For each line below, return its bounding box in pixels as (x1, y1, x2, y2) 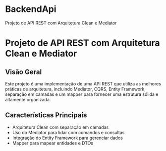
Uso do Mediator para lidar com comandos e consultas (12, 129, 125, 135)
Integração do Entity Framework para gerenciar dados (12, 135, 123, 141)
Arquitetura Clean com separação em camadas (12, 124, 109, 130)
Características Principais (5, 111, 87, 120)
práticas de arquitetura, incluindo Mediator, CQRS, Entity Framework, (5, 86, 146, 92)
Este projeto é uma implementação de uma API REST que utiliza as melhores (5, 80, 161, 86)
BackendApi (5, 3, 56, 15)
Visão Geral (5, 68, 42, 76)
